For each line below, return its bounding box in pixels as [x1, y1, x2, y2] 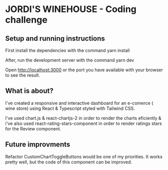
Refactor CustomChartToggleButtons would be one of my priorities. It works [5, 153, 162, 159]
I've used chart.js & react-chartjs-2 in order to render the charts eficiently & [5, 115, 162, 121]
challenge [5, 14, 48, 26]
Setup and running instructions [5, 34, 105, 43]
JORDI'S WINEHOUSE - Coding [5, 4, 137, 15]
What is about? [5, 87, 54, 95]
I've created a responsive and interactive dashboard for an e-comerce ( [5, 100, 153, 106]
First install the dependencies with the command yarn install [5, 48, 130, 53]
